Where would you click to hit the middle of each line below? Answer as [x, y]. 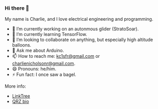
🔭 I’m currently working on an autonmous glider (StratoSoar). [75, 29]
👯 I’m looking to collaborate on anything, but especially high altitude [83, 40]
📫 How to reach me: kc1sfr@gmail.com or [56, 56]
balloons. [21, 45]
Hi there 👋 [17, 8]
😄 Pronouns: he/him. [34, 69]
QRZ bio [20, 101]
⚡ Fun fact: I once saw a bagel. [44, 75]
